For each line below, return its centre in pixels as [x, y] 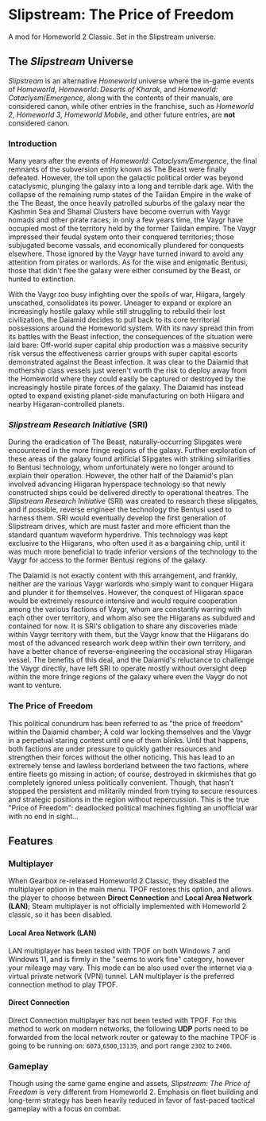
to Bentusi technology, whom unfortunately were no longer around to [121, 467]
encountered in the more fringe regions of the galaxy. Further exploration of [132, 450]
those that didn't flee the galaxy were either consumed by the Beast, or [124, 271]
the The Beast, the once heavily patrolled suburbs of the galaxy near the [127, 203]
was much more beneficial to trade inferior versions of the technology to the [133, 552]
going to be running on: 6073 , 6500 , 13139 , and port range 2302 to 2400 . [120, 1046]
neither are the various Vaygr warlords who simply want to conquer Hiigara [131, 584]
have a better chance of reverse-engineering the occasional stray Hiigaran [130, 651]
